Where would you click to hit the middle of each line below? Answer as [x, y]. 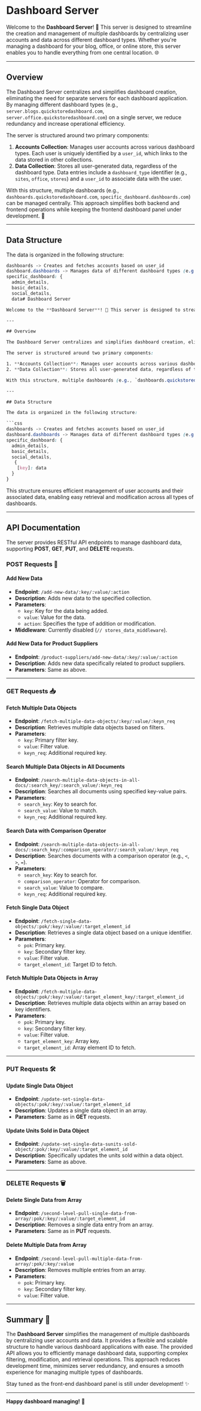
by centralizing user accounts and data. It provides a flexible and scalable [97, 1340]
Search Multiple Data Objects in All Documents [66, 766]
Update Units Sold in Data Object [48, 1131]
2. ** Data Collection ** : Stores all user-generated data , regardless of [99, 369]
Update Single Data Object [40, 1086]
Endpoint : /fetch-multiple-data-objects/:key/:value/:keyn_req [95, 721]
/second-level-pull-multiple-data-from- [92, 1259]
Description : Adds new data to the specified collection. [83, 598]
